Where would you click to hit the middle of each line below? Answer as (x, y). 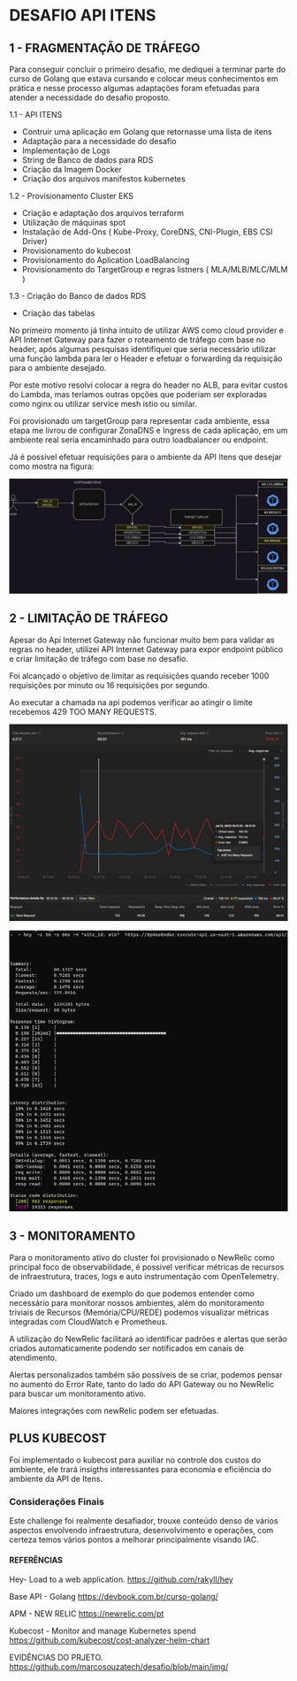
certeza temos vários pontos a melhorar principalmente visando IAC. (134, 1539)
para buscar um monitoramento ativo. (78, 1393)
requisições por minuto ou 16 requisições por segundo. (110, 685)
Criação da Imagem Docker (72, 169)
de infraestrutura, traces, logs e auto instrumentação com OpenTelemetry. (144, 1276)
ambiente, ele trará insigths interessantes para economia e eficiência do (141, 1469)
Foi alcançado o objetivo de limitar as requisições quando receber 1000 (139, 675)
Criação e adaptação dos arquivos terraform (103, 213)
